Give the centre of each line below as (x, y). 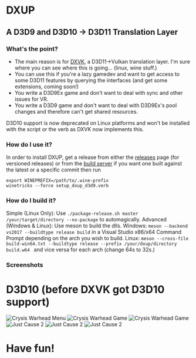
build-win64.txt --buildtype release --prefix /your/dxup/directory (92, 244)
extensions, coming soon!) (47, 87)
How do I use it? (29, 144)
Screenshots (25, 265)
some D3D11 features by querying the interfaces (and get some (91, 80)
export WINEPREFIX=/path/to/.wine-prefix (58, 181)
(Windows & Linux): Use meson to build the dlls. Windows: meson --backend (97, 226)
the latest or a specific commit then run (54, 170)
